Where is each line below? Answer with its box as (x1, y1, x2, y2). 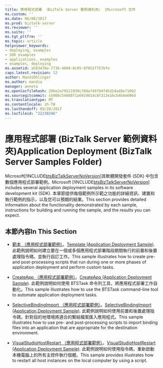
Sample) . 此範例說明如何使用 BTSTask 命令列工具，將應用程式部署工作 (12, 280, 154, 286)
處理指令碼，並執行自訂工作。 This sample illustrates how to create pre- (12, 253, 156, 259)
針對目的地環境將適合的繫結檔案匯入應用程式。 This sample (25, 314, 144, 320)
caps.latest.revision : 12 (5, 70, 57, 75)
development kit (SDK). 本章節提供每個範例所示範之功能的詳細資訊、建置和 (5, 190, 155, 196)
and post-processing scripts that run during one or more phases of (12, 259, 146, 265)
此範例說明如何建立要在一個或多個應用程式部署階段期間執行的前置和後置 (12, 247, 157, 253)
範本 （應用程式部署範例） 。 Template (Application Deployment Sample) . (12, 241, 155, 247)
